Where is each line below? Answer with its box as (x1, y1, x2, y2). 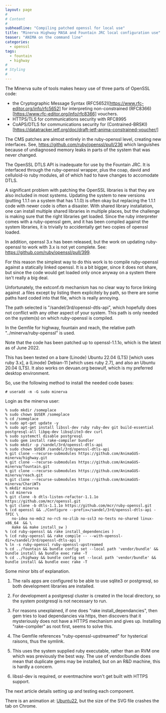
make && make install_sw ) (11, 525, 68, 530)
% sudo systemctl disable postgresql (5, 433, 83, 439)
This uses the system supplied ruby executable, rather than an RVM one (12, 648, 160, 654)
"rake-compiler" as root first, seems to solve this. (12, 623, 113, 629)
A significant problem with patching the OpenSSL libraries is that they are (5, 187, 155, 193)
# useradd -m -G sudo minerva (5, 389, 68, 394)
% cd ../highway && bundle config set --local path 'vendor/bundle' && (5, 555, 156, 560)
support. (12, 678, 30, 684)
